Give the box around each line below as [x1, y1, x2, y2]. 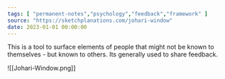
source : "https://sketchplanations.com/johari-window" [7, 17, 173, 24]
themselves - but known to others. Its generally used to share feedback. [7, 50, 219, 59]
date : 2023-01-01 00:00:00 [7, 23, 87, 30]
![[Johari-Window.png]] [7, 64, 76, 73]
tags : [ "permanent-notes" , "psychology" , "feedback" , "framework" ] [7, 10, 208, 18]
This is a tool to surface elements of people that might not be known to [7, 43, 214, 51]
